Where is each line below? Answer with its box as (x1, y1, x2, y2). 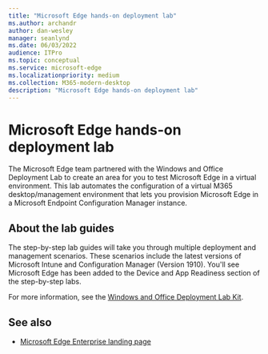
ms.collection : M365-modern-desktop (8, 78, 130, 86)
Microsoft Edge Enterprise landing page (19, 336, 152, 346)
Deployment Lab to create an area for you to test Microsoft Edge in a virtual (8, 173, 257, 183)
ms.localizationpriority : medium (8, 71, 120, 79)
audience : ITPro (8, 49, 62, 57)
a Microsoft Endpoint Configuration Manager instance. (8, 198, 188, 208)
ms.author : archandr (8, 19, 78, 27)
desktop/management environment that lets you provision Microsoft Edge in (8, 190, 258, 199)
